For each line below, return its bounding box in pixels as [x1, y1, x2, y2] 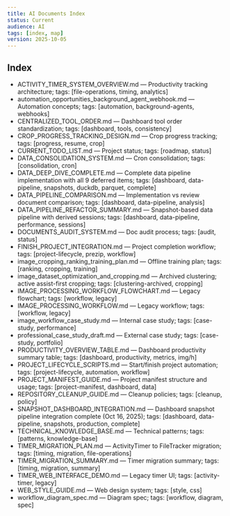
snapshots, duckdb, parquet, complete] [43, 183, 156, 192]
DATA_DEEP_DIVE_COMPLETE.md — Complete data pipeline [17, 168, 191, 177]
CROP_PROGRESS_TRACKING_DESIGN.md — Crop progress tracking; [17, 131, 217, 140]
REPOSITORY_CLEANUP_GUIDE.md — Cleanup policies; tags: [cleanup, [17, 390, 222, 398]
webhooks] [17, 109, 50, 118]
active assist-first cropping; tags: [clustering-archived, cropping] [17, 279, 204, 288]
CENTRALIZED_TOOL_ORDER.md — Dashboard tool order [17, 117, 183, 125]
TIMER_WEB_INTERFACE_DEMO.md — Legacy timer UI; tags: [17, 471, 193, 479]
